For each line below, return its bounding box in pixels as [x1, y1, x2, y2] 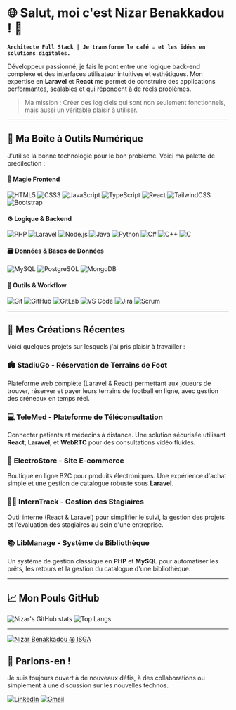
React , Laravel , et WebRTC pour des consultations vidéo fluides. [7, 438, 196, 447]
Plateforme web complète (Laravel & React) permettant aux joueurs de [7, 379, 211, 387]
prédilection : [7, 158, 46, 167]
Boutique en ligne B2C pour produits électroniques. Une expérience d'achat [7, 472, 227, 480]
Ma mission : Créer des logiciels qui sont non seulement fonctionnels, [24, 98, 226, 106]
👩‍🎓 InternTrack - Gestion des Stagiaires [7, 497, 144, 506]
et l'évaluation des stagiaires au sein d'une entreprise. [7, 520, 164, 529]
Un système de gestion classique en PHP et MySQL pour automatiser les [7, 556, 219, 565]
